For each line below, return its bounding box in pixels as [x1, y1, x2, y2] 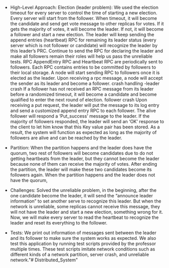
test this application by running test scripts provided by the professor [10, 240, 156, 247]
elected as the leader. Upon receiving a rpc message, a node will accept [10, 75, 163, 81]
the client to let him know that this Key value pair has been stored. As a [10, 124, 160, 130]
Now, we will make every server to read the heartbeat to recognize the [10, 214, 159, 220]
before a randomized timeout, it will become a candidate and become [10, 92, 157, 97]
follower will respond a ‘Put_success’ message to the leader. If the [10, 113, 150, 119]
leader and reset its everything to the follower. [10, 220, 108, 226]
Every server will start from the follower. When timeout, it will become [10, 15, 157, 21]
